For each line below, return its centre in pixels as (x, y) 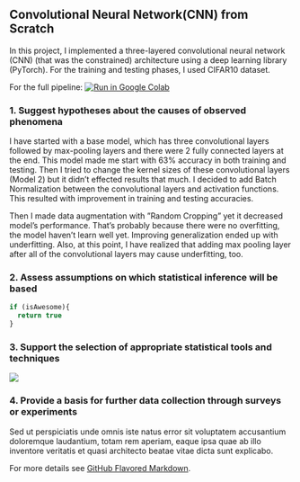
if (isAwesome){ (40, 308)
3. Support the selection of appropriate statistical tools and (141, 347)
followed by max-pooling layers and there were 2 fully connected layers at (147, 151)
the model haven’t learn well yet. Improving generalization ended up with (144, 235)
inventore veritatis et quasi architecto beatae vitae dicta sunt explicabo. (141, 451)
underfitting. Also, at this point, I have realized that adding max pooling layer (150, 245)
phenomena (36, 121)
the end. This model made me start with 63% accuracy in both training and (148, 160)
